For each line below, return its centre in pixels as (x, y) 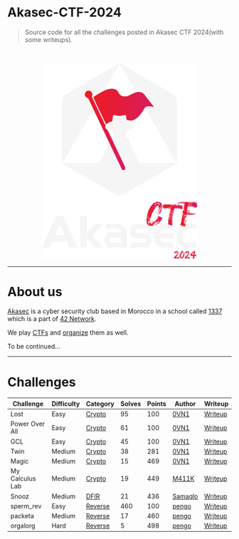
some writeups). (49, 39)
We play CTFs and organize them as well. (68, 333)
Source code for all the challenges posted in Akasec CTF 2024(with (124, 32)
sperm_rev (26, 506)
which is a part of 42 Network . (52, 319)
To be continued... (34, 347)
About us (35, 292)
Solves (131, 404)
